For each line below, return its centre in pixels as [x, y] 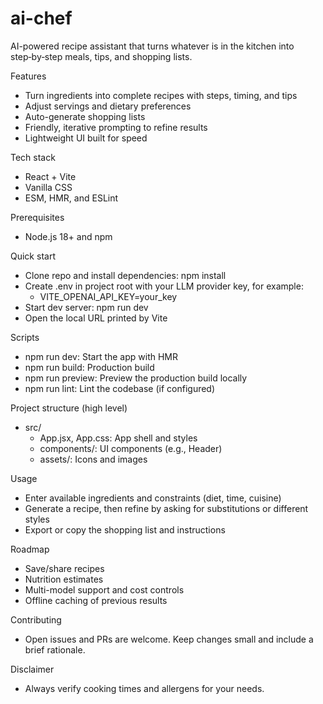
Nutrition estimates [64, 579]
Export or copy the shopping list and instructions [125, 529]
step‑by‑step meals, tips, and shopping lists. [101, 56]
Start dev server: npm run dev [86, 307]
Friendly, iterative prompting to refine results [116, 127]
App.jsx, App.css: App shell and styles [118, 438]
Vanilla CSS [48, 187]
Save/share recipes [64, 568]
